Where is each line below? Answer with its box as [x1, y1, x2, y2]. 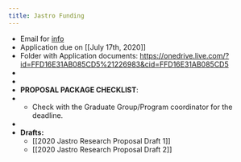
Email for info [19, 34, 64, 43]
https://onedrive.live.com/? [139, 51, 230, 60]
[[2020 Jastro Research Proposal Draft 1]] [31, 136, 171, 145]
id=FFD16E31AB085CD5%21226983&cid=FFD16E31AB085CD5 [19, 59, 230, 69]
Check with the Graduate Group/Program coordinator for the [31, 102, 233, 111]
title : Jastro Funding [8, 11, 85, 20]
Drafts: [19, 128, 44, 137]
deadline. [31, 110, 64, 120]
